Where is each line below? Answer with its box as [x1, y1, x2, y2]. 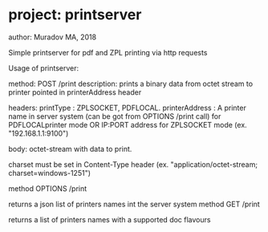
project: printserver [8, 6, 142, 24]
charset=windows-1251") [8, 168, 91, 177]
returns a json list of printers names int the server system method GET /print [8, 199, 261, 209]
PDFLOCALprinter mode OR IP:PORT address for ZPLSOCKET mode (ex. [8, 120, 247, 129]
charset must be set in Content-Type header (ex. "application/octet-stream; [8, 159, 258, 169]
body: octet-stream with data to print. [8, 144, 132, 153]
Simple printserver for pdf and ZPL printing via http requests [8, 47, 208, 57]
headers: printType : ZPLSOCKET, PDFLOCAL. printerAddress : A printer [8, 103, 246, 112]
